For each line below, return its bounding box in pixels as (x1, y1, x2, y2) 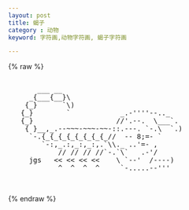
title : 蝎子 (8, 19, 45, 27)
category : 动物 (8, 26, 59, 34)
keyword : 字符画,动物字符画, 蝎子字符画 (8, 33, 128, 42)
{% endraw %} (8, 194, 57, 204)
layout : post (8, 11, 51, 20)
